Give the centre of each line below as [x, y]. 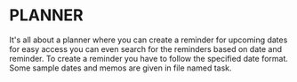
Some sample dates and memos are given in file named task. [121, 68]
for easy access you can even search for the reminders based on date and [146, 48]
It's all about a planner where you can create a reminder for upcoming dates [148, 40]
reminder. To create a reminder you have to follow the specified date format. [149, 58]
